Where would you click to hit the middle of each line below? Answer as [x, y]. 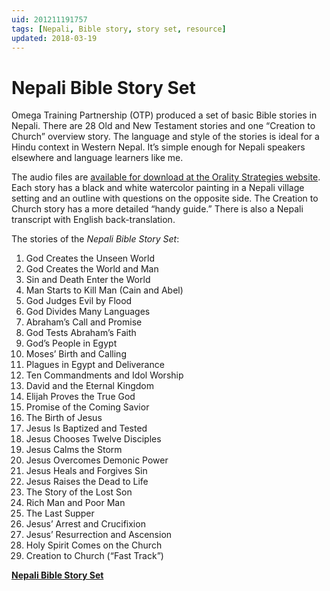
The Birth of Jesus [64, 418]
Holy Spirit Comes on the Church [94, 545]
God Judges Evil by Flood [79, 301]
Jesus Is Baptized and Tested [86, 428]
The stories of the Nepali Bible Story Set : [95, 239]
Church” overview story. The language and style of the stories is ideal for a [165, 137]
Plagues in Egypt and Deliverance [95, 365]
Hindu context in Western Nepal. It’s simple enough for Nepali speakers [158, 147]
